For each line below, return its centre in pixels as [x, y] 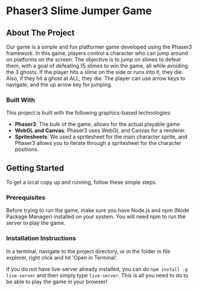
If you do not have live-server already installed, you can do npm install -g [97, 269]
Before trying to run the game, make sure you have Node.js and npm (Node [98, 211]
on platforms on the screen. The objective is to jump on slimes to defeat [94, 59]
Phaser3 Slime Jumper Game [79, 11]
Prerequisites [26, 198]
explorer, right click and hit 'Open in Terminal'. [62, 257]
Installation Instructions [41, 238]
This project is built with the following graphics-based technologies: [89, 113]
